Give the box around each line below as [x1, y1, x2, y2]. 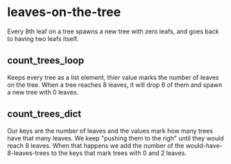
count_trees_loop [7, 55, 85, 67]
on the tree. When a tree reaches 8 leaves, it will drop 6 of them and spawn [7, 81, 223, 89]
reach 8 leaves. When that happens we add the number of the [7, 141, 185, 149]
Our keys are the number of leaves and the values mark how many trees [7, 126, 214, 135]
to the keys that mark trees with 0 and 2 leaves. [51, 149, 187, 157]
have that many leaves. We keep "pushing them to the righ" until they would [7, 133, 224, 142]
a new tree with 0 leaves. [7, 88, 79, 96]
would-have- [185, 141, 223, 149]
